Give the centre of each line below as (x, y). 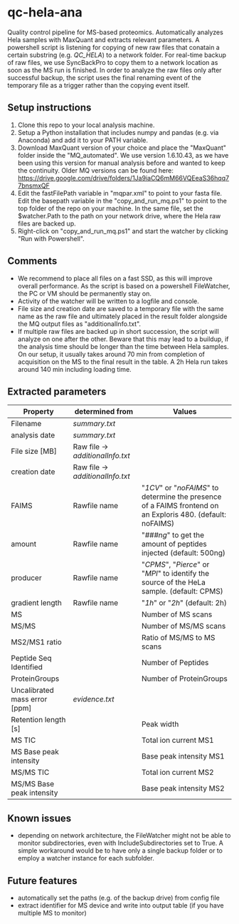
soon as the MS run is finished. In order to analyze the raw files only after (115, 70)
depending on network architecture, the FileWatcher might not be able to (124, 836)
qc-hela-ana (45, 12)
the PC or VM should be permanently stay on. (84, 293)
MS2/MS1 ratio (36, 642)
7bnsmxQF (33, 186)
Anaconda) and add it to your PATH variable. (83, 140)
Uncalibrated (33, 691)
